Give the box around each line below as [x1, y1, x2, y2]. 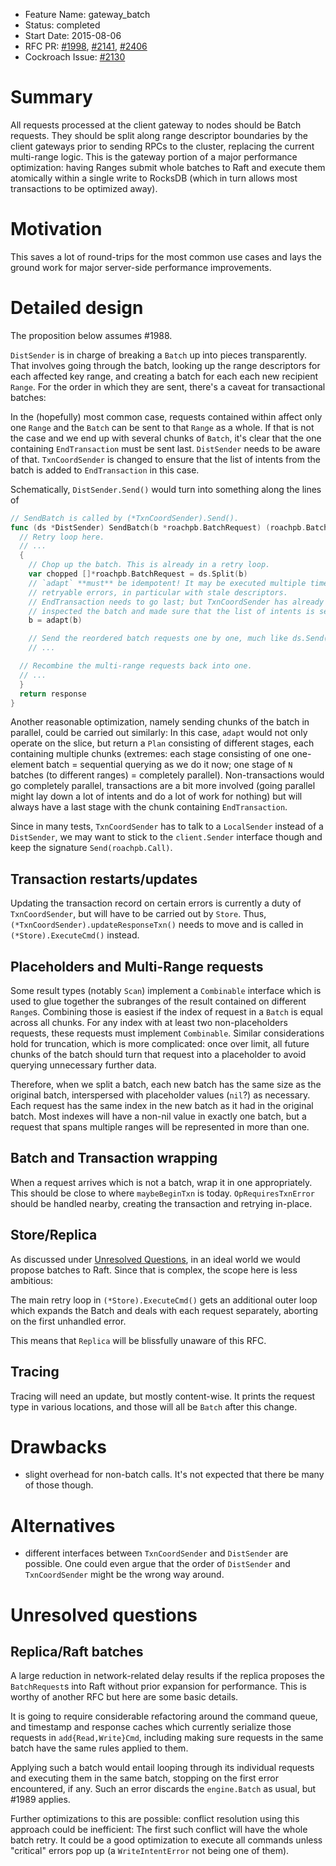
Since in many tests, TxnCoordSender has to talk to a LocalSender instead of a [10, 820, 324, 833]
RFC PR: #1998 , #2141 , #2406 [24, 40, 148, 52]
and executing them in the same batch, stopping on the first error [10, 1772, 279, 1784]
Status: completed [24, 19, 101, 31]
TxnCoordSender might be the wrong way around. [24, 1569, 225, 1581]
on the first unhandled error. [10, 1315, 127, 1327]
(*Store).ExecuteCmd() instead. [10, 929, 140, 941]
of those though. [24, 1479, 94, 1491]
